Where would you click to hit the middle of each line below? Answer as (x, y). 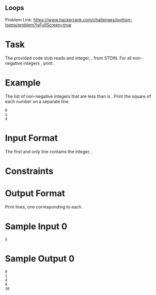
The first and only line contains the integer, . (49, 151)
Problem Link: (19, 19)
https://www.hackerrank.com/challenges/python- (83, 19)
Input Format (31, 138)
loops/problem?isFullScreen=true (38, 25)
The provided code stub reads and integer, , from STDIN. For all (68, 58)
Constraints (29, 171)
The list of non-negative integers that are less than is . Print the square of (78, 96)
